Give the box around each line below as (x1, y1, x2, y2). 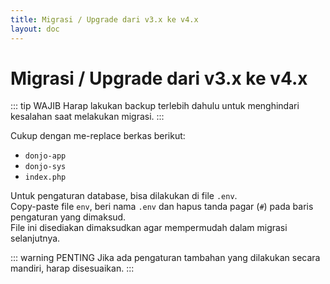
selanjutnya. (10, 232, 61, 245)
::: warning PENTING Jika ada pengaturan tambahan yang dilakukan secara (10, 252, 321, 264)
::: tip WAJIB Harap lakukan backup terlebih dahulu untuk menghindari (10, 100, 300, 112)
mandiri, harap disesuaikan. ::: (10, 262, 135, 275)
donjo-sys (24, 162, 67, 172)
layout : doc (10, 24, 60, 34)
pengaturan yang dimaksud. (10, 211, 127, 223)
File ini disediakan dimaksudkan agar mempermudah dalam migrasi (10, 222, 288, 234)
